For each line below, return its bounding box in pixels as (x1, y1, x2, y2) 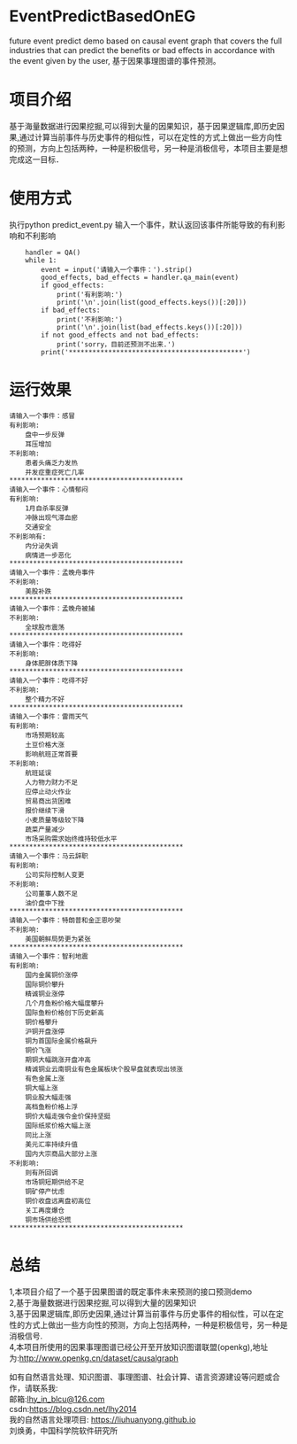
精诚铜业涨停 (25, 990, 65, 998)
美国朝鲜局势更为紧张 (25, 935, 91, 943)
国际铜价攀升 (25, 980, 65, 989)
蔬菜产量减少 (25, 825, 65, 834)
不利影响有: (9, 532, 47, 541)
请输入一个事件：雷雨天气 (9, 711, 88, 721)
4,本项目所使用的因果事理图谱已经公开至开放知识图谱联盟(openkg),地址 (9, 1341, 269, 1352)
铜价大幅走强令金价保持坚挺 (25, 1112, 111, 1121)
